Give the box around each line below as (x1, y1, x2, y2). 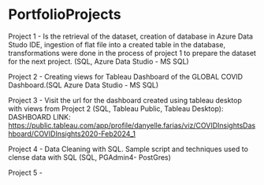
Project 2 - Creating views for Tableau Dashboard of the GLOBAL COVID (8, 72, 243, 81)
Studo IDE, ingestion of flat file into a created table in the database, (8, 39, 226, 49)
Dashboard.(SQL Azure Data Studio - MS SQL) (8, 80, 159, 90)
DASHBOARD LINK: (8, 112, 71, 121)
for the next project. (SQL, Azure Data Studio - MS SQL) (8, 57, 189, 66)
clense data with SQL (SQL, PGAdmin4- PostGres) (8, 152, 172, 162)
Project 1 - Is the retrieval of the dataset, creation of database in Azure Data (8, 31, 254, 41)
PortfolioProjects (8, 6, 121, 24)
